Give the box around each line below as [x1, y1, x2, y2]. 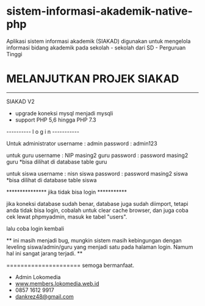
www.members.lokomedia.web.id [15, 280, 99, 287]
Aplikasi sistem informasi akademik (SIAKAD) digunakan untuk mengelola [6, 37, 191, 45]
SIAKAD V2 [6, 98, 35, 105]
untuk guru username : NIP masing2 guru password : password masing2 [6, 151, 189, 159]
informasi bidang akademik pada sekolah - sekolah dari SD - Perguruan [6, 44, 186, 51]
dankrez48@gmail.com [15, 293, 74, 300]
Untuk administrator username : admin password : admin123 [6, 139, 157, 147]
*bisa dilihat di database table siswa [6, 176, 97, 184]
